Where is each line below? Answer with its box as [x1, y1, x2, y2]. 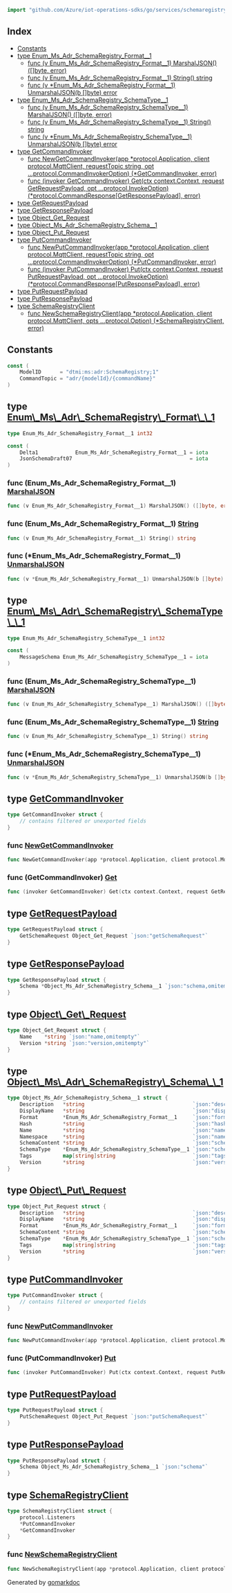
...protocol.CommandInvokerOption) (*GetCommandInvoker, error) [27, 169, 217, 177]
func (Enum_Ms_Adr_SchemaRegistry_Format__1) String [7, 519, 199, 529]
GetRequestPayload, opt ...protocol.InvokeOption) [27, 184, 169, 192]
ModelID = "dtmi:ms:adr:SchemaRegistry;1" [19, 369, 159, 376]
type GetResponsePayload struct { [7, 976, 107, 983]
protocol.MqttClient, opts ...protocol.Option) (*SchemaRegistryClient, [27, 316, 224, 325]
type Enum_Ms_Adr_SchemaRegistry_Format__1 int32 [7, 430, 153, 437]
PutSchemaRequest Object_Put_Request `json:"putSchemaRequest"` [19, 1413, 209, 1420]
